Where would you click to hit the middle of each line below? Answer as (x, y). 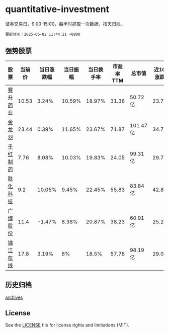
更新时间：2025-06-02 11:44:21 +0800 (43, 34)
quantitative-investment (57, 9)
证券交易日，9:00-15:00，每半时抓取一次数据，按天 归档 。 (65, 24)
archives (14, 297)
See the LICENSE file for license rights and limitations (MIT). (67, 325)
